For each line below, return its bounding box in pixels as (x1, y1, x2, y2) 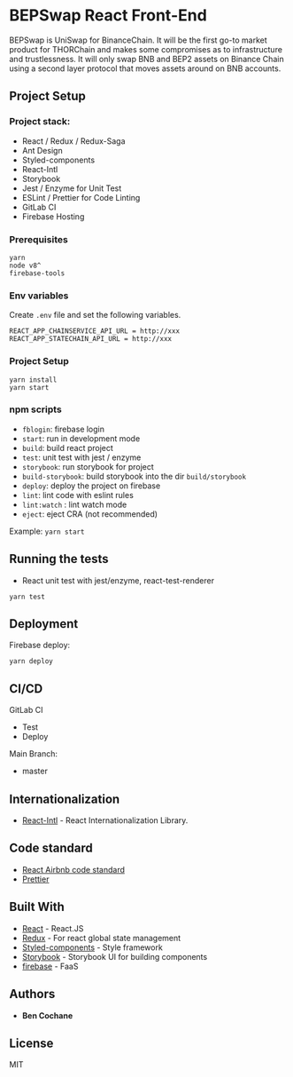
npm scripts (9, 403, 62, 416)
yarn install (9, 375, 58, 384)
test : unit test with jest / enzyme (21, 452, 142, 463)
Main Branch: (9, 748, 58, 759)
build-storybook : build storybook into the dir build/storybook (21, 471, 246, 481)
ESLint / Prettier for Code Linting (21, 192, 141, 202)
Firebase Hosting (21, 210, 85, 222)
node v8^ (9, 261, 42, 270)
